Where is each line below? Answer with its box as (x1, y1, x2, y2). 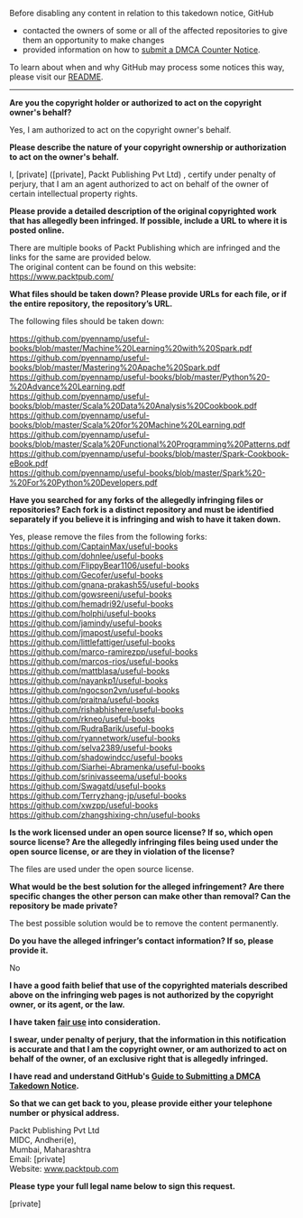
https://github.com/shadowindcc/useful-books (9, 752, 183, 762)
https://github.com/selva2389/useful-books (9, 742, 173, 753)
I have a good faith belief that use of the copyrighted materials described (9, 980, 289, 990)
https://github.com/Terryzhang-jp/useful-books (9, 790, 187, 801)
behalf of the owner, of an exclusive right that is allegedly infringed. (9, 1054, 269, 1064)
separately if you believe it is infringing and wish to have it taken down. (9, 514, 281, 525)
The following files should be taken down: (9, 316, 165, 326)
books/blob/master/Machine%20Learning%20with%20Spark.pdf (9, 343, 252, 353)
